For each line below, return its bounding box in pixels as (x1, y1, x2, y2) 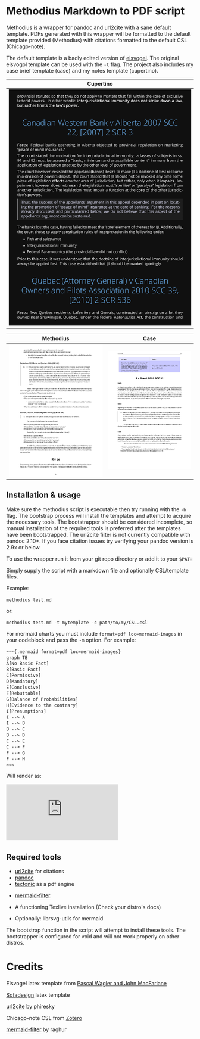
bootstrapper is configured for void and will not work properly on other (6, 933, 180, 940)
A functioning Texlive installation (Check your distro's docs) (14, 904, 161, 911)
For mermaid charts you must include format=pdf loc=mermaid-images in (6, 630, 183, 637)
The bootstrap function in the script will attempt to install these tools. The (6, 926, 186, 934)
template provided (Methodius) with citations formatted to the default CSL (6, 36, 187, 43)
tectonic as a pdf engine (14, 881, 74, 888)
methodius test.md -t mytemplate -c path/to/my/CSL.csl (6, 620, 148, 626)
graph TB (6, 655, 28, 661)
